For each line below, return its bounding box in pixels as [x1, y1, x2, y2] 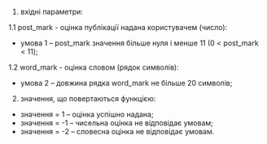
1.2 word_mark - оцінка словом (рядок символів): [8, 62, 179, 72]
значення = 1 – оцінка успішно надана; [20, 109, 154, 119]
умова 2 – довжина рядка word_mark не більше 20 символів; [20, 78, 233, 87]
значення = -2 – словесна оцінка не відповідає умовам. [20, 127, 215, 136]
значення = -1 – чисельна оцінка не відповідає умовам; [20, 118, 213, 128]
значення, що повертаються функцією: [20, 94, 156, 104]
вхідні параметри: [20, 7, 84, 16]
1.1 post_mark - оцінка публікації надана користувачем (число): [8, 23, 228, 32]
